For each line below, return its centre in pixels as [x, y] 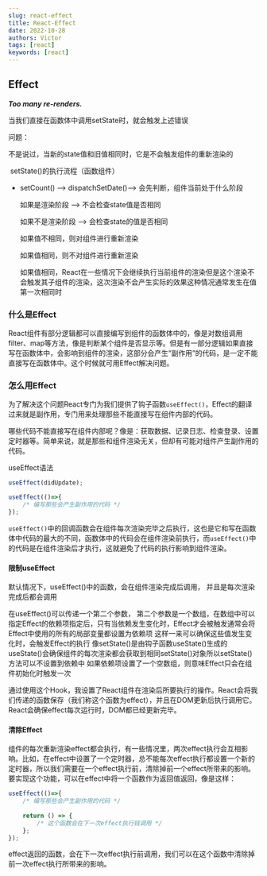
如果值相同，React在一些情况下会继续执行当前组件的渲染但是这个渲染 [133, 272]
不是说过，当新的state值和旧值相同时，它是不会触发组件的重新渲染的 [121, 154]
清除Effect [25, 729]
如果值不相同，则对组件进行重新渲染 [79, 238]
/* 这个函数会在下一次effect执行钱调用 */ [100, 823]
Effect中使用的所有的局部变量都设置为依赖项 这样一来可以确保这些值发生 [127, 634]
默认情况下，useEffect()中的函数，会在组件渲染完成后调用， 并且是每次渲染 [132, 587]
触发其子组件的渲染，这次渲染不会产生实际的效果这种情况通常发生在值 [141, 282]
